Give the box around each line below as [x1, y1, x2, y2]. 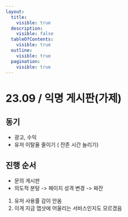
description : [11, 25, 43, 32]
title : [11, 14, 27, 20]
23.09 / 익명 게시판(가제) [5, 92, 122, 105]
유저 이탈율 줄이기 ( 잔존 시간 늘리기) [14, 141, 99, 149]
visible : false [16, 31, 54, 37]
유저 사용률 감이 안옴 [14, 197, 62, 205]
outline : [11, 48, 33, 54]
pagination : [11, 58, 41, 64]
